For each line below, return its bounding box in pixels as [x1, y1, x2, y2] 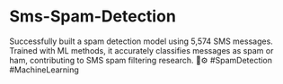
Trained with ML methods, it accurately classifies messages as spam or [9, 45, 274, 55]
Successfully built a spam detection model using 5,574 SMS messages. [9, 36, 274, 46]
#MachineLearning [9, 64, 79, 75]
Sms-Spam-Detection [9, 6, 177, 27]
